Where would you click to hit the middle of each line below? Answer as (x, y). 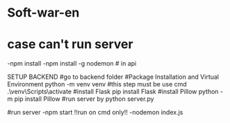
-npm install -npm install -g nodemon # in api (72, 64)
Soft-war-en (43, 13)
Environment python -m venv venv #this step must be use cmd (97, 84)
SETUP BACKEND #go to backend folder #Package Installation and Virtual (113, 77)
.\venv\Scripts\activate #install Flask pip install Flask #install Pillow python (113, 92)
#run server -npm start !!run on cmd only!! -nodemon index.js (95, 113)
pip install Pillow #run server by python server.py (84, 99)
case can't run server (70, 45)
